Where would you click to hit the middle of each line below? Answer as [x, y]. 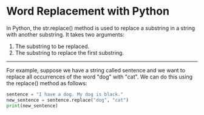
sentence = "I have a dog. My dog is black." [65, 94]
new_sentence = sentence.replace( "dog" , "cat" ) [68, 100]
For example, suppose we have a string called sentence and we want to [96, 70]
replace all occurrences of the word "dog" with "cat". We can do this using [100, 77]
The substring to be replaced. [52, 46]
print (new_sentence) [32, 106]
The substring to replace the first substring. [70, 52]
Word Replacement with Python [88, 11]
